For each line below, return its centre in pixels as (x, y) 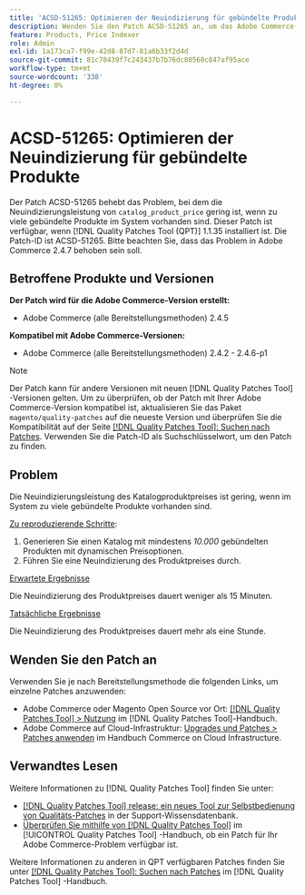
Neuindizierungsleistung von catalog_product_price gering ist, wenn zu (143, 211)
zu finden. (28, 447)
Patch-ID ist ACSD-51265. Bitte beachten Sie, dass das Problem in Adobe (146, 241)
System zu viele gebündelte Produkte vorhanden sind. (111, 507)
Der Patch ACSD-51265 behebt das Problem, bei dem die (116, 202)
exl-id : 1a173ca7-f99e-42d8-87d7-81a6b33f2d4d (99, 52)
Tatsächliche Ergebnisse (55, 614)
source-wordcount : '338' (56, 77)
